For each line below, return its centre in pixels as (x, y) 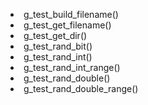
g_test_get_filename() (67, 25)
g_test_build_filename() (71, 14)
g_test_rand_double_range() (81, 88)
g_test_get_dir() (55, 35)
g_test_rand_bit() (58, 46)
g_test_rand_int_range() (72, 67)
